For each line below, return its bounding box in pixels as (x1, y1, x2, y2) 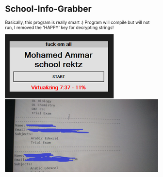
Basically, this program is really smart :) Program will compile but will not (5, 19, 150, 25)
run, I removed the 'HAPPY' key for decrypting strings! (5, 24, 114, 30)
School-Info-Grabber (5, 3, 92, 15)
